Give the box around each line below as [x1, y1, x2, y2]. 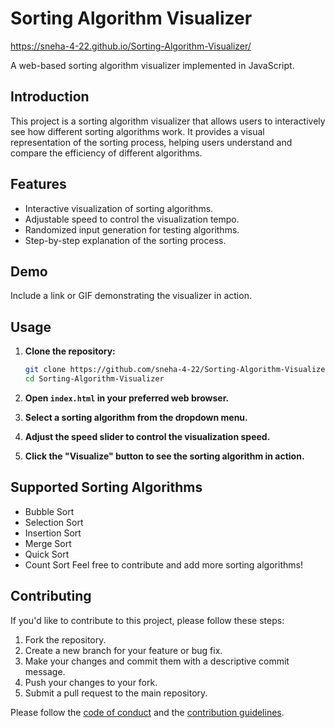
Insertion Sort [24, 527, 82, 539]
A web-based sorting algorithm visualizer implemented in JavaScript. [10, 59, 295, 71]
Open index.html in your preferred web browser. [24, 392, 230, 404]
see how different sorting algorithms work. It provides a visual [10, 125, 265, 137]
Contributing [10, 588, 92, 605]
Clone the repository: [24, 345, 116, 357]
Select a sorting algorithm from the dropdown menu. [24, 411, 248, 423]
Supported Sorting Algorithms [10, 479, 203, 496]
